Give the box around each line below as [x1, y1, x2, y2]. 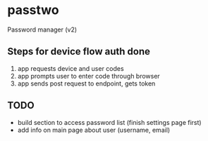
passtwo [7, 2, 59, 18]
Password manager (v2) [7, 25, 78, 34]
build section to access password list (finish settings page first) [17, 118, 202, 126]
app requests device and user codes [17, 64, 125, 72]
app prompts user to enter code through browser [17, 72, 160, 80]
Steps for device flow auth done [7, 46, 150, 58]
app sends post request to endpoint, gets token [17, 79, 156, 88]
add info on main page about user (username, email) [17, 126, 171, 134]
